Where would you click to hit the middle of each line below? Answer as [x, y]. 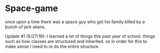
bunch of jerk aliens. [25, 26]
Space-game [31, 8]
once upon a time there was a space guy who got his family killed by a [75, 22]
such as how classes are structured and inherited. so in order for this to [76, 41]
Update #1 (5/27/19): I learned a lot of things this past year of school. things [80, 36]
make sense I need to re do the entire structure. [52, 46]
